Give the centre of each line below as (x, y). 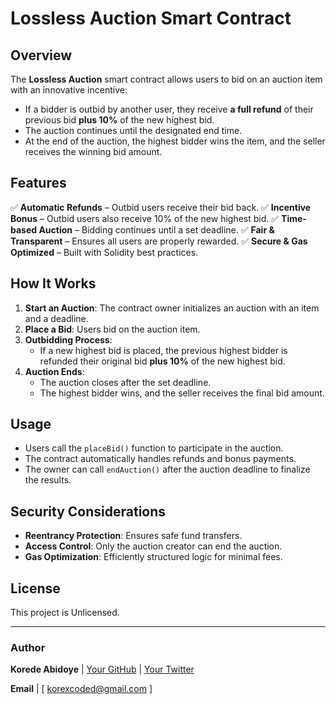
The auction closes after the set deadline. (125, 382)
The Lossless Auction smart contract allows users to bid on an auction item (166, 79)
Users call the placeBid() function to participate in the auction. (154, 448)
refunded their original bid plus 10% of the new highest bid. (162, 361)
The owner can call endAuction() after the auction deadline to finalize (167, 469)
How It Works (53, 283)
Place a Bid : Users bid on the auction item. (112, 329)
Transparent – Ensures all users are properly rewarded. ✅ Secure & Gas (159, 241)
